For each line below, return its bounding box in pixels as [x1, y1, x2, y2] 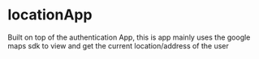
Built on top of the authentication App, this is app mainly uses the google [7, 32, 251, 42]
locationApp [7, 6, 93, 24]
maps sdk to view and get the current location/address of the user [7, 40, 229, 50]
